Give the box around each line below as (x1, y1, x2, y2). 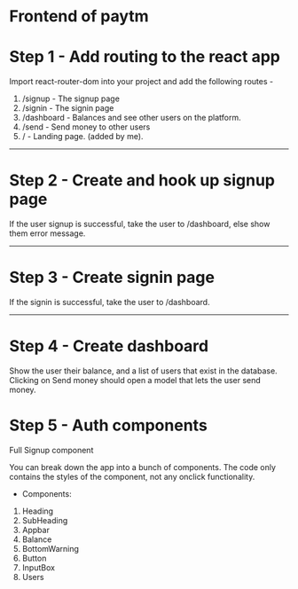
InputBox (21, 562, 56, 573)
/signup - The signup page (21, 93, 120, 104)
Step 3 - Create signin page (9, 268, 216, 287)
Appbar (21, 524, 51, 535)
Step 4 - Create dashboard (9, 336, 209, 357)
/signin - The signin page (21, 103, 114, 114)
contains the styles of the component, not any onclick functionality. (9, 471, 255, 482)
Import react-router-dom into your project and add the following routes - (9, 76, 273, 87)
